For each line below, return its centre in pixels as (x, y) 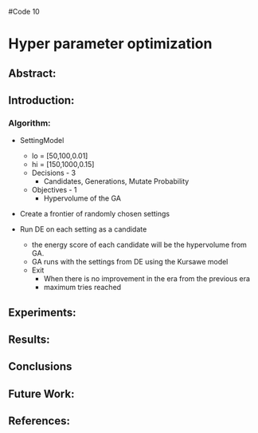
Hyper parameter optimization (110, 44)
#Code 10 (24, 12)
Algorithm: (29, 123)
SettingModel (42, 141)
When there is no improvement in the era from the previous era (147, 279)
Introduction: (41, 100)
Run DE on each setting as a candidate (83, 229)
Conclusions (40, 367)
